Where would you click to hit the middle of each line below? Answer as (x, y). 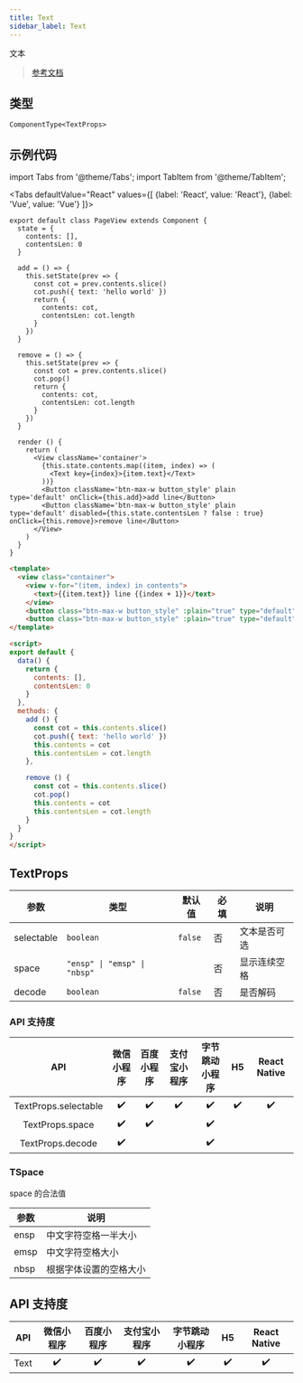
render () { (40, 442)
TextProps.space (58, 1124)
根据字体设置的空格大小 (96, 1269)
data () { (34, 661)
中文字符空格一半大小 (92, 1235)
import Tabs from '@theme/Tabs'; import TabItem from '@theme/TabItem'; (148, 177)
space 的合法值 (38, 1193)
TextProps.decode (58, 1143)
